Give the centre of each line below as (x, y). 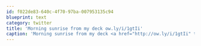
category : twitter (29, 23)
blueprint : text (26, 17)
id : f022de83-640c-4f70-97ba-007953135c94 (60, 12)
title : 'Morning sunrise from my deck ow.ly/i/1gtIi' (75, 28)
